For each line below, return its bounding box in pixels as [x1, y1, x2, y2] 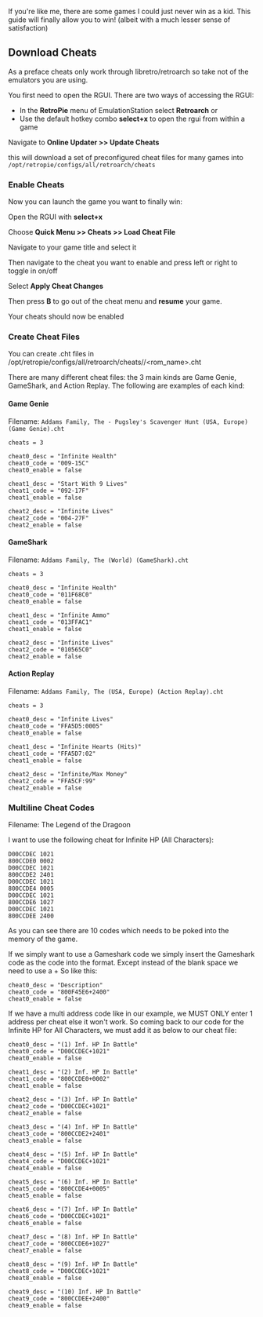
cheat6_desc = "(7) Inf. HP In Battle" [8, 1206, 139, 1213]
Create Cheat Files [8, 331, 81, 342]
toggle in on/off [8, 266, 59, 275]
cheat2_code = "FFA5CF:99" [8, 777, 96, 786]
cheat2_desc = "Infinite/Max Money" [8, 771, 128, 779]
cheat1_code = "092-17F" [8, 487, 89, 494]
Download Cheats [8, 46, 97, 60]
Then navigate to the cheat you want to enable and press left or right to [8, 258, 238, 268]
